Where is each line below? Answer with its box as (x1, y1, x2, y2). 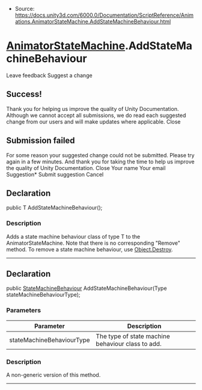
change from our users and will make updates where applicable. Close (6, 118, 181, 125)
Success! (6, 89, 42, 99)
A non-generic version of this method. (6, 371, 101, 379)
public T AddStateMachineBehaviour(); (6, 204, 103, 212)
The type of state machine (96, 332, 170, 340)
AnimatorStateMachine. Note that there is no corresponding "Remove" (6, 239, 180, 247)
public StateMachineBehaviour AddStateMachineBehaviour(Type (6, 285, 167, 292)
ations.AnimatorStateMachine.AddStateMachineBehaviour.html (14, 18, 171, 25)
